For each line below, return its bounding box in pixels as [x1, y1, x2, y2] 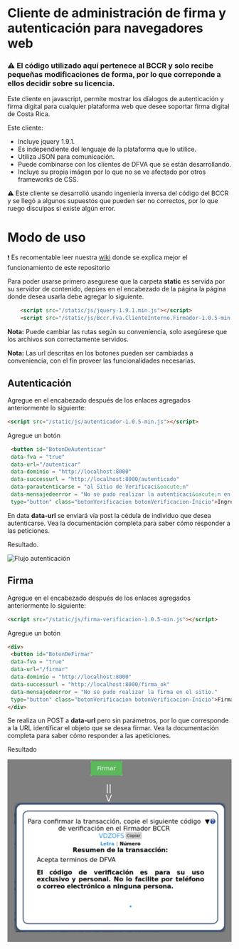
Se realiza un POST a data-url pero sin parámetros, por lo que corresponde [7, 716, 229, 725]
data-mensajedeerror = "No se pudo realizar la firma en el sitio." [10, 688, 218, 695]
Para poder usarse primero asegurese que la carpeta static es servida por [7, 277, 225, 286]
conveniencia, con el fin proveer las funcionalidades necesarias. [7, 356, 196, 365]
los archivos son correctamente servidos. [7, 335, 129, 343]
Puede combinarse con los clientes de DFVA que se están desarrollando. [17, 160, 232, 169]
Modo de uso [7, 229, 86, 245]
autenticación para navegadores [7, 20, 204, 36]
